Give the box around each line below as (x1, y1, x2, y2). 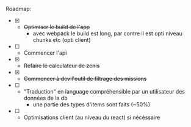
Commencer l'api (23, 49, 67, 57)
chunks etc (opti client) (32, 36, 91, 43)
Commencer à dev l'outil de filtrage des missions (23, 75, 147, 82)
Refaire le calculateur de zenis (23, 62, 100, 69)
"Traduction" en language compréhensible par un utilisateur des (23, 88, 186, 95)
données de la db (23, 94, 68, 101)
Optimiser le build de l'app (23, 24, 90, 30)
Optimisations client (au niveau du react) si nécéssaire (23, 114, 160, 121)
